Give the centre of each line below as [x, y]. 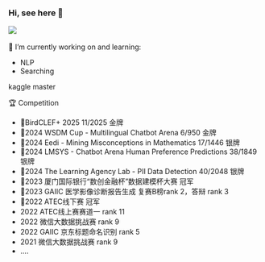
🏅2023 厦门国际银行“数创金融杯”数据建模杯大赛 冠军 [107, 181]
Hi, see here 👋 [36, 13]
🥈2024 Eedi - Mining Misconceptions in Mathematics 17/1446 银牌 [130, 143]
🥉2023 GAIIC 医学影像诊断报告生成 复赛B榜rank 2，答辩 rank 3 [124, 192]
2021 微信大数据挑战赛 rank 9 [69, 242]
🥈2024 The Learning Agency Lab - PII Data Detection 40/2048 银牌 [132, 172]
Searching [37, 71]
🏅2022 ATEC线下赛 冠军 [60, 202]
